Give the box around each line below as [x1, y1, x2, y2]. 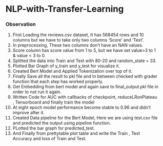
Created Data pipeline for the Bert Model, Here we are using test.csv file [12, 115, 158, 121]
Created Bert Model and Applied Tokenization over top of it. [12, 68, 133, 74]
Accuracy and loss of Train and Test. [12, 136, 87, 142]
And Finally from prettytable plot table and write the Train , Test [12, 130, 141, 136]
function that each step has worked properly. [12, 79, 103, 84]
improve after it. [12, 110, 45, 116]
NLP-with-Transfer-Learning [5, 3, 124, 15]
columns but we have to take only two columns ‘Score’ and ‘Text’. [12, 37, 144, 43]
